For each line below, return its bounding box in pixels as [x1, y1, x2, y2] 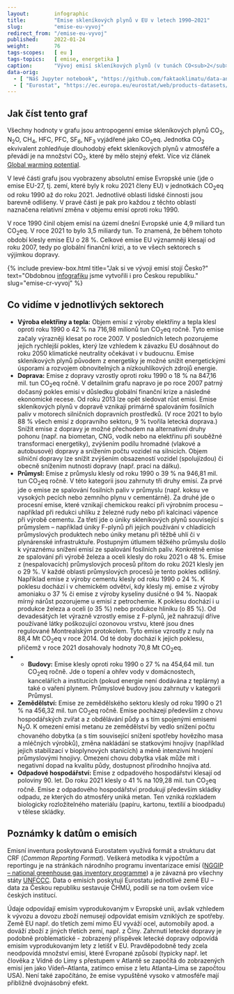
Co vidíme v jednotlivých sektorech [7, 299, 164, 311]
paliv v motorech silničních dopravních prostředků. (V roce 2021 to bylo [17, 410, 223, 418]
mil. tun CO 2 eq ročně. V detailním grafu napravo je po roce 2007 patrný [17, 379, 223, 388]
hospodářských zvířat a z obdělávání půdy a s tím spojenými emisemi [17, 715, 217, 724]
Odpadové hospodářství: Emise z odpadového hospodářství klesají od [17, 769, 221, 777]
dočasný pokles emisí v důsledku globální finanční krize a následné [17, 388, 211, 396]
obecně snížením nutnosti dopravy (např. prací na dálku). [17, 462, 182, 470]
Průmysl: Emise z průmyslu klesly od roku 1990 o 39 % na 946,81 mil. [17, 469, 218, 478]
